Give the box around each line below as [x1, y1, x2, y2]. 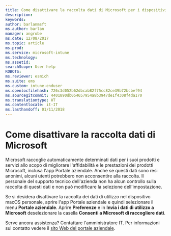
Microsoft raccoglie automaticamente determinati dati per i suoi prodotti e [5, 156, 160, 163]
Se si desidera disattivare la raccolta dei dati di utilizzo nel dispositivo [5, 193, 151, 199]
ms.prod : [5, 45, 24, 50]
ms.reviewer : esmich [5, 74, 49, 79]
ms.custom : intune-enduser [5, 83, 63, 88]
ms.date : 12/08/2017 [5, 36, 49, 41]
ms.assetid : [5, 60, 31, 65]
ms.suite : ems [5, 78, 36, 84]
